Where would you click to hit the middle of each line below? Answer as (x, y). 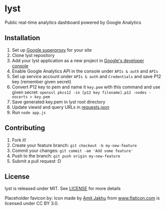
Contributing (25, 128)
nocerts (20, 97)
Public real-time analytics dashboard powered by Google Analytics (73, 22)
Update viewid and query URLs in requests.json (61, 107)
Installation (22, 38)
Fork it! (19, 140)
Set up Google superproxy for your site (52, 50)
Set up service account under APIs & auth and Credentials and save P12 (86, 76)
